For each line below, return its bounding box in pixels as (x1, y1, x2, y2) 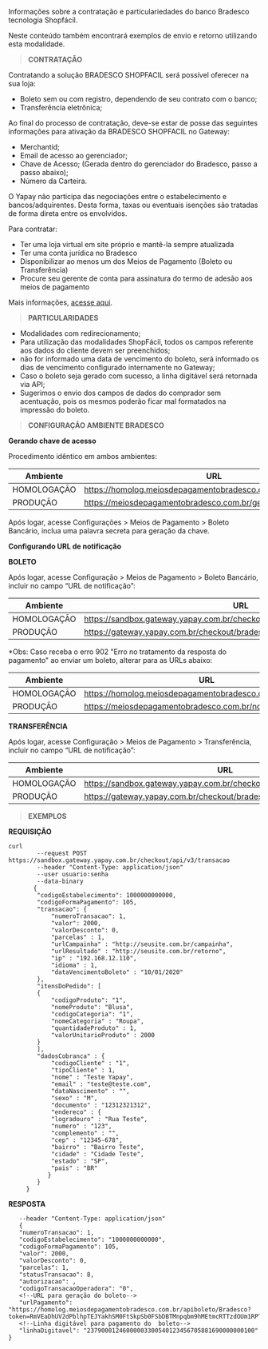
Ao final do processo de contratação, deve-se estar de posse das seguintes (8, 118, 258, 127)
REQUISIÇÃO (8, 827, 52, 836)
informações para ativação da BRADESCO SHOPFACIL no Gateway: (8, 127, 230, 136)
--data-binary (37, 877, 84, 885)
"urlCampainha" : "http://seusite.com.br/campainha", (50, 940, 234, 948)
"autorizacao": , (18, 1278, 77, 1286)
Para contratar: (8, 224, 58, 233)
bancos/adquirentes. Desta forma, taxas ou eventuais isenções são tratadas (8, 200, 258, 210)
